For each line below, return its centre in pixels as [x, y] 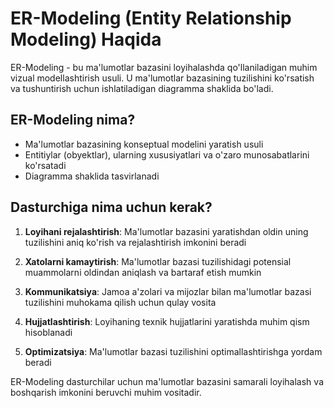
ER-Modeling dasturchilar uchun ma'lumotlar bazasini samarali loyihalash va [167, 381]
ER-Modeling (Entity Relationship [151, 18]
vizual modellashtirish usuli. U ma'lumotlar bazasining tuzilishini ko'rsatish [162, 78]
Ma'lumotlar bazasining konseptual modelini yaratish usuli [144, 144]
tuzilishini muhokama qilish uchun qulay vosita [120, 302]
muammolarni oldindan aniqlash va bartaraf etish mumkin [143, 272]
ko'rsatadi [45, 165]
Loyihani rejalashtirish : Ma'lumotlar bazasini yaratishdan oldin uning [166, 231]
